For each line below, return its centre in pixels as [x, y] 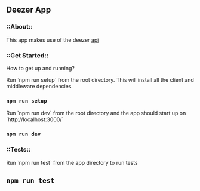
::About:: [19, 27]
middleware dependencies [39, 86]
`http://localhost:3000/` [35, 119]
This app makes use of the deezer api [53, 40]
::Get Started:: [27, 55]
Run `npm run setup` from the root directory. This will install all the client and [100, 79]
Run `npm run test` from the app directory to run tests [72, 162]
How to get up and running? [40, 68]
